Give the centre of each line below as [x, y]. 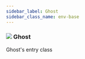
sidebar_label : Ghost [32, 11]
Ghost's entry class [29, 49]
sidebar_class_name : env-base [43, 17]
